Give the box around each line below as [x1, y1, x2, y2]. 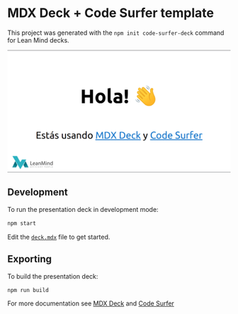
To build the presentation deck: [7, 271, 98, 281]
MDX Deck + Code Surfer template [7, 5, 215, 21]
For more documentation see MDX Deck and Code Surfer [7, 299, 175, 308]
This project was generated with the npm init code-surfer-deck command [7, 28, 225, 37]
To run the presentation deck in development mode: [7, 205, 159, 213]
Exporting [7, 253, 52, 265]
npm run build [7, 286, 50, 293]
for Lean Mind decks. [7, 35, 69, 44]
